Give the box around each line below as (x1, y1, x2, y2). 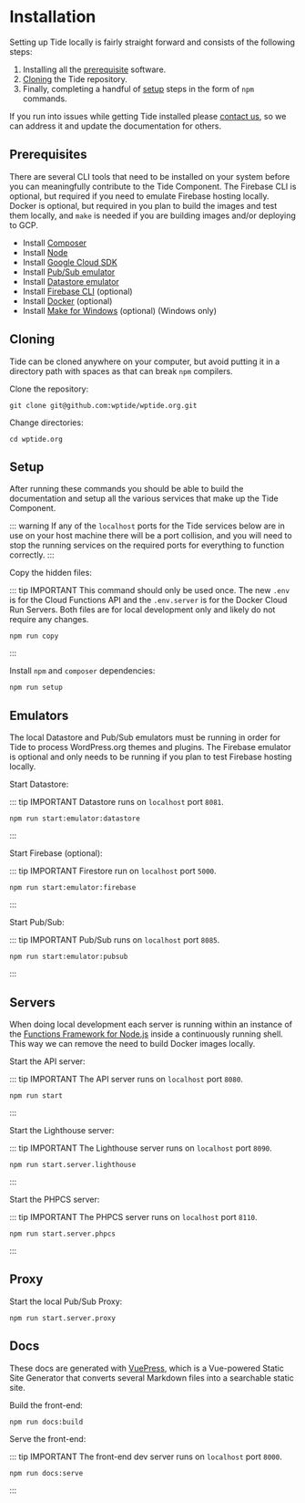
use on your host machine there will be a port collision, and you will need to (9, 530, 293, 541)
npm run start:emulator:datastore (9, 814, 141, 823)
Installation (9, 6, 97, 27)
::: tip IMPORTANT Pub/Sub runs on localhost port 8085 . (9, 934, 220, 945)
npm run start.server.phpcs (9, 1229, 117, 1238)
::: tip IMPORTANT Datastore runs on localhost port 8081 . (9, 797, 225, 808)
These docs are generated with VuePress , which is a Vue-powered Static (9, 1362, 284, 1373)
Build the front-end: (9, 1399, 84, 1411)
